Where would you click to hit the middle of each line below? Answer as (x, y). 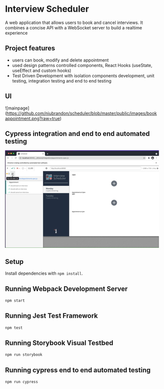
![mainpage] (17, 108)
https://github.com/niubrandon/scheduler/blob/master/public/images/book (82, 113)
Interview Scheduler (47, 9)
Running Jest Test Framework (51, 316)
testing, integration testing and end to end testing (62, 81)
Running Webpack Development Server (66, 289)
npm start (15, 301)
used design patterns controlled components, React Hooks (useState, (82, 65)
